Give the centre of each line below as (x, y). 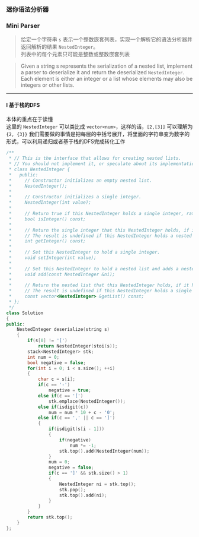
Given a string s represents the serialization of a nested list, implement (106, 66)
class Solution (25, 313)
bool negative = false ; (57, 363)
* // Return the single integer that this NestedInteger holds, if (99, 230)
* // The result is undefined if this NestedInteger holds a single (100, 291)
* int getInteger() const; (47, 241)
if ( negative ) (75, 440)
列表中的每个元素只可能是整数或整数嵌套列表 (75, 54)
